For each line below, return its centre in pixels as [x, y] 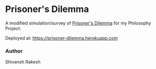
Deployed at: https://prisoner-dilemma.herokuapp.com [61, 38]
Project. [13, 28]
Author [14, 51]
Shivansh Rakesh [23, 62]
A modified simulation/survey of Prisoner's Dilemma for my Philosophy [78, 23]
